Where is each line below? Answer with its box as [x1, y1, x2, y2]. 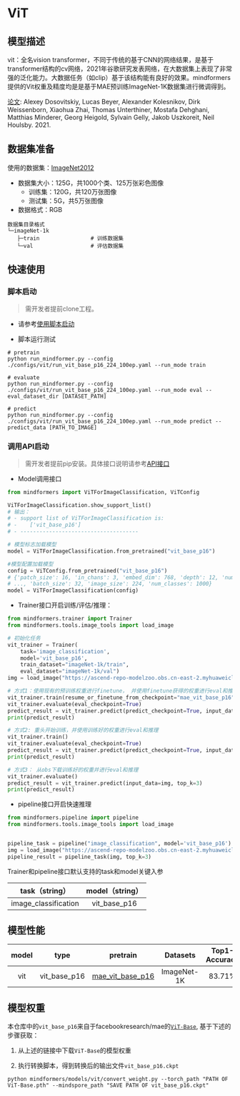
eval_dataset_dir [7, 393, 59, 400]
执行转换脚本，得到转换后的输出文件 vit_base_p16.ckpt [17, 1062, 179, 1070]
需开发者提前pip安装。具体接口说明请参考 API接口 [24, 459, 170, 468]
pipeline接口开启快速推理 [17, 800, 91, 808]
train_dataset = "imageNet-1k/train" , [20, 661, 130, 668]
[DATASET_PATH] [61, 393, 107, 400]
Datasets [164, 950, 196, 960]
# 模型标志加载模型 [7, 541, 57, 548]
